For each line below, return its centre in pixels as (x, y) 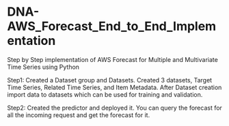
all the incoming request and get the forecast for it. (79, 115)
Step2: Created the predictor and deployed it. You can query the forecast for (114, 108)
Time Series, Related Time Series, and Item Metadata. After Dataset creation (114, 87)
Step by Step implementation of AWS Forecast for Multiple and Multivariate (113, 59)
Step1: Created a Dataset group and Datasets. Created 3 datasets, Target (110, 80)
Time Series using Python (43, 67)
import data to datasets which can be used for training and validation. (105, 94)
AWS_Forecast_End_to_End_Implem (112, 26)
